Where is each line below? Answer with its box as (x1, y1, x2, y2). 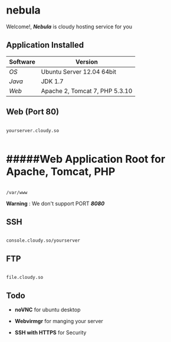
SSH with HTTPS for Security (14, 328, 87, 336)
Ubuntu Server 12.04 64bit (41, 67, 117, 75)
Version (75, 57, 98, 65)
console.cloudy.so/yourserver (6, 238, 81, 244)
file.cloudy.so (6, 275, 44, 281)
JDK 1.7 (41, 77, 64, 85)
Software (9, 57, 35, 65)
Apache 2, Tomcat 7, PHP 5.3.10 (41, 87, 133, 95)
